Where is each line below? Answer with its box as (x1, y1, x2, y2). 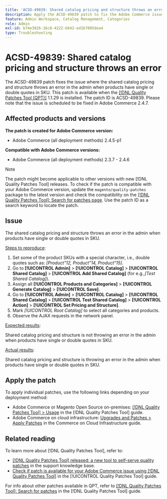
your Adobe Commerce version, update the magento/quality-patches (5, 186, 147, 192)
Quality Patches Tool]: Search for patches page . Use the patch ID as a (5, 197, 149, 203)
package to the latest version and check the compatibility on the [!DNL (5, 192, 150, 198)
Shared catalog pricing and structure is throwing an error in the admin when (5, 356, 161, 362)
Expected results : (5, 322, 41, 328)
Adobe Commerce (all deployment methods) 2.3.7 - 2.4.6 (12, 156, 130, 162)
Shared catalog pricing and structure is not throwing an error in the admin (5, 332, 156, 338)
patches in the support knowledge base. (12, 463, 95, 469)
